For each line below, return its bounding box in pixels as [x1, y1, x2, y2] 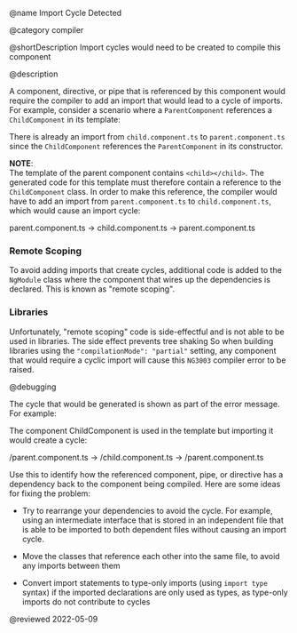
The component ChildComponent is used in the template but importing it [9, 425, 274, 436]
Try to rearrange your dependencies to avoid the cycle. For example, [21, 505, 273, 516]
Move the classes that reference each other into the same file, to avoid [21, 550, 281, 561]
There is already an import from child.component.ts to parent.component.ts [9, 132, 285, 141]
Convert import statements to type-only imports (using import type [21, 577, 269, 588]
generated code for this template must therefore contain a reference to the [9, 177, 282, 188]
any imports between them [21, 560, 121, 571]
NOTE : [9, 158, 34, 168]
